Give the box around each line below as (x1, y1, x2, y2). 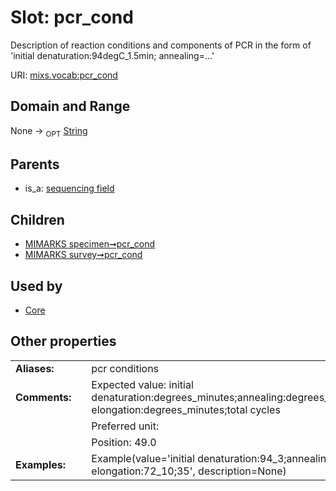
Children (10, 211, 65, 228)
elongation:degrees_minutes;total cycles (91, 402, 281, 416)
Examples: (15, 457, 67, 471)
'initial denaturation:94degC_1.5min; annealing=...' (10, 49, 215, 61)
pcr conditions (91, 361, 160, 375)
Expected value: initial (91, 377, 194, 391)
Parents (10, 156, 60, 173)
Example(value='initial (91, 451, 195, 465)
